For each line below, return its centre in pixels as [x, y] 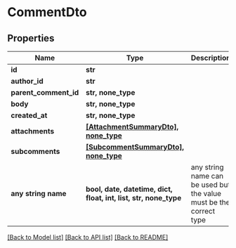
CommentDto [47, 12]
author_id [27, 81]
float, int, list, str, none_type [133, 198]
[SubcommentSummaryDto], [135, 147]
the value [206, 194]
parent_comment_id [45, 92]
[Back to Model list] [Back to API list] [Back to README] [88, 237]
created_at [29, 115]
